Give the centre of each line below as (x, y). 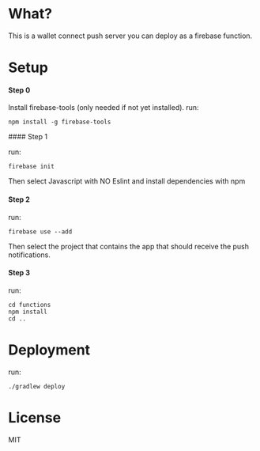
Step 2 (19, 199)
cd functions (30, 305)
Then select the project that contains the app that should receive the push (129, 246)
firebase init (32, 167)
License (35, 417)
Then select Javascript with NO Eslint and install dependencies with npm (127, 181)
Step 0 (19, 90)
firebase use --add (40, 231)
